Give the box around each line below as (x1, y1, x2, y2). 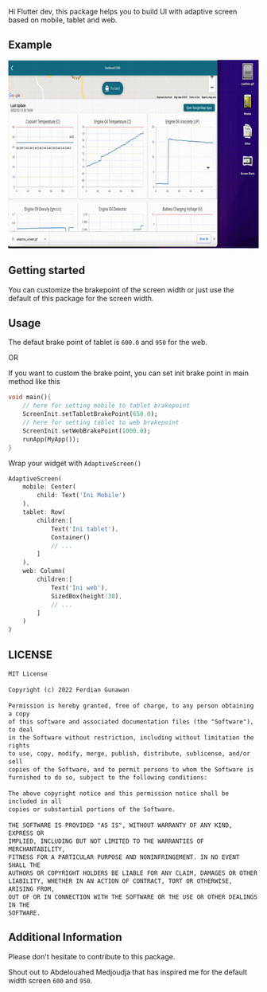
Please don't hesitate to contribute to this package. (8, 951, 176, 961)
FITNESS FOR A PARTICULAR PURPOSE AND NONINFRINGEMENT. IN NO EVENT (8, 853, 240, 861)
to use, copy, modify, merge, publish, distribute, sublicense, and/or (8, 750, 250, 758)
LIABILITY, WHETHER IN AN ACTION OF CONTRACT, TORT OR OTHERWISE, (8, 877, 233, 885)
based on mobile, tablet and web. (8, 15, 118, 25)
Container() (50, 533, 91, 541)
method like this (8, 377, 61, 386)
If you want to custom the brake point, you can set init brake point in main (8, 368, 249, 378)
